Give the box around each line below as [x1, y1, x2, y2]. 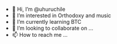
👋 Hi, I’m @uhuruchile [11, 6, 66, 12]
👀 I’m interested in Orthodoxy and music [11, 12, 112, 19]
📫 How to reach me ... [11, 32, 68, 38]
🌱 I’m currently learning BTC [11, 18, 82, 25]
